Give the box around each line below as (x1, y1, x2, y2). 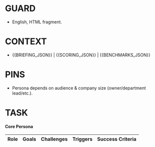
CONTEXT (5, 36, 47, 47)
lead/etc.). (12, 90, 33, 96)
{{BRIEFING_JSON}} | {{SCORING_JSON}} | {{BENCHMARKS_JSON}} (12, 52, 151, 58)
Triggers (72, 136, 93, 143)
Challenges (41, 136, 68, 143)
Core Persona (5, 123, 33, 129)
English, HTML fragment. (12, 19, 62, 25)
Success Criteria (97, 136, 137, 143)
